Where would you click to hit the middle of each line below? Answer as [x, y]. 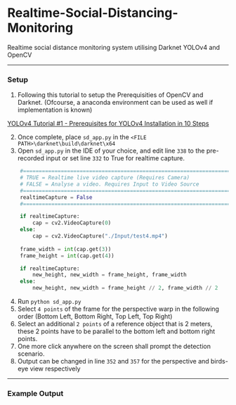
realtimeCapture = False [56, 197]
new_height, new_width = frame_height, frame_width [110, 275]
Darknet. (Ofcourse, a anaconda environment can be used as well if [115, 103]
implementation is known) [55, 110]
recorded [31, 158]
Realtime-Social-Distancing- [93, 13]
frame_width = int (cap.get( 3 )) [66, 249]
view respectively [55, 369]
